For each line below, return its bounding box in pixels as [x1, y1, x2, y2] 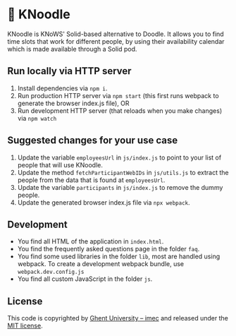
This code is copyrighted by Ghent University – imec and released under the [7, 314, 229, 323]
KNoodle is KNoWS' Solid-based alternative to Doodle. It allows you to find [7, 30, 224, 38]
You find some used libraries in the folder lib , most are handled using [17, 252, 221, 260]
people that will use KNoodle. [17, 160, 104, 169]
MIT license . [7, 321, 44, 330]
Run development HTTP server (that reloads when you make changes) [17, 106, 223, 115]
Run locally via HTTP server [7, 65, 132, 77]
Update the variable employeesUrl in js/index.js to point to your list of [17, 153, 222, 162]
